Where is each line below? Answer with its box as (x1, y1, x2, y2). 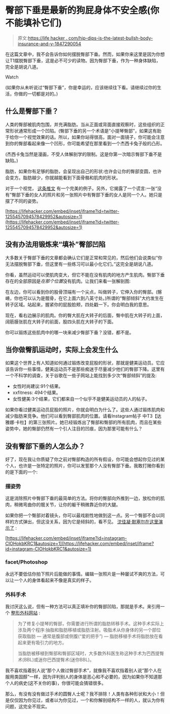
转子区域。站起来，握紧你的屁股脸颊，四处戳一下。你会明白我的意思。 (5, 301, 152, 307)
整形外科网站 (11, 610, 38, 616)
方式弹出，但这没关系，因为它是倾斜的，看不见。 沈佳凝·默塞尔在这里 (14, 519, 158, 525)
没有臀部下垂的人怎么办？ (5, 442, 85, 451)
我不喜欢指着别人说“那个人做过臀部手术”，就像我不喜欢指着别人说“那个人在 (5, 667, 162, 673)
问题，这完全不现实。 (5, 703, 50, 709)
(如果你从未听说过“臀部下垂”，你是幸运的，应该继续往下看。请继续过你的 (5, 84, 157, 90)
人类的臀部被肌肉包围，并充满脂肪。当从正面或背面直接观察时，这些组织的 (5, 121, 160, 127)
